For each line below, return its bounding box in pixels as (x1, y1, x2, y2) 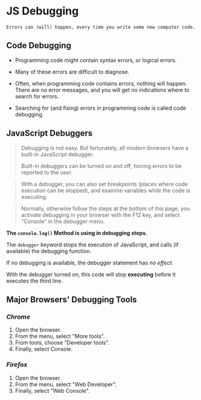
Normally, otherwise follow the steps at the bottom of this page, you (21, 205, 190, 212)
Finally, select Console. (14, 345, 73, 353)
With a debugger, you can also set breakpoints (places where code (21, 180, 188, 187)
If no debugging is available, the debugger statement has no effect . (6, 259, 174, 266)
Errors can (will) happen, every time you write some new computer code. (6, 24, 196, 30)
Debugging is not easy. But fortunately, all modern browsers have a (21, 144, 189, 151)
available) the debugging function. (6, 247, 92, 254)
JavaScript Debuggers (6, 128, 93, 139)
